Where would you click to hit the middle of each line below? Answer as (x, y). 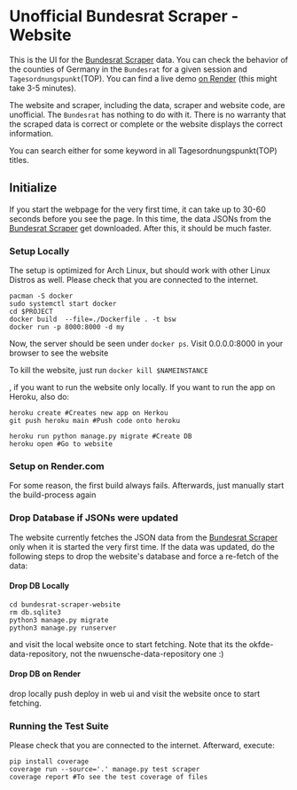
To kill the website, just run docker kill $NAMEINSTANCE (109, 371)
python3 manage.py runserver (63, 628)
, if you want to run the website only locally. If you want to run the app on (142, 387)
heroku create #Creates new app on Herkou (89, 413)
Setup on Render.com (57, 465)
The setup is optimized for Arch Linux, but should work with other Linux (140, 270)
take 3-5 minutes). (43, 88)
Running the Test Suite (59, 726)
